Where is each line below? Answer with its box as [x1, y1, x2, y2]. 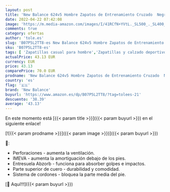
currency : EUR [5, 59, 35, 64]
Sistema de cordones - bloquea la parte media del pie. [12, 171, 126, 177]
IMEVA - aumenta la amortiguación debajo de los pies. [12, 155, 126, 162]
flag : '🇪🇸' [5, 82, 30, 87]
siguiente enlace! [5, 121, 41, 127]
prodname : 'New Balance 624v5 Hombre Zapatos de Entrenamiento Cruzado [5, 73, 159, 78]
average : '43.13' [5, 102, 42, 107]
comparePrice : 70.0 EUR [5, 69, 56, 74]
